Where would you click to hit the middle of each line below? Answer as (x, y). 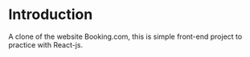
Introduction (51, 15)
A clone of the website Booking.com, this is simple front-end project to (125, 36)
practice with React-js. (45, 44)
